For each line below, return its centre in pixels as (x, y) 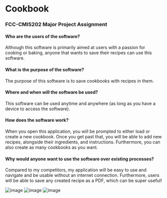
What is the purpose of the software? (44, 69)
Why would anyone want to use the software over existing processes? (79, 159)
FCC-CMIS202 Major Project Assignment (56, 25)
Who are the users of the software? (42, 36)
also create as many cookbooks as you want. (52, 147)
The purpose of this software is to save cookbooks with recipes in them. (79, 81)
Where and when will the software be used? (52, 92)
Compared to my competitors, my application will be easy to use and (76, 170)
